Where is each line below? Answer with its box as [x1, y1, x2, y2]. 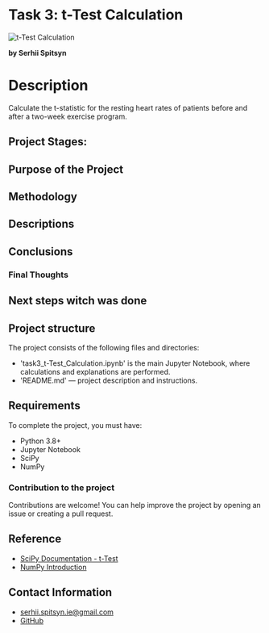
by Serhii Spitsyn [8, 48, 67, 57]
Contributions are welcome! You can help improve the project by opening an [8, 501, 262, 510]
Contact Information [8, 585, 113, 599]
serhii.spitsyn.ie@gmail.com [19, 607, 114, 617]
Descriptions [8, 217, 75, 231]
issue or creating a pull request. [8, 509, 114, 518]
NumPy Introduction [19, 562, 87, 572]
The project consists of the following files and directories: [8, 342, 200, 352]
